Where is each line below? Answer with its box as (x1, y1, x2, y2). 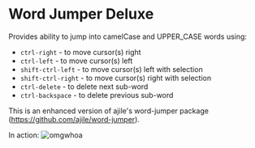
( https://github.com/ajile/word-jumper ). (8, 114, 140, 124)
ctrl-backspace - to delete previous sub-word (19, 90, 174, 99)
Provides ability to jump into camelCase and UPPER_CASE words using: (8, 32, 248, 41)
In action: (8, 130, 40, 140)
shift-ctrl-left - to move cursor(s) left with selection (19, 64, 203, 74)
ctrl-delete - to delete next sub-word (19, 82, 149, 91)
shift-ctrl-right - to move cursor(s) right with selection (19, 73, 212, 82)
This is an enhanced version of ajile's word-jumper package (8, 106, 210, 116)
